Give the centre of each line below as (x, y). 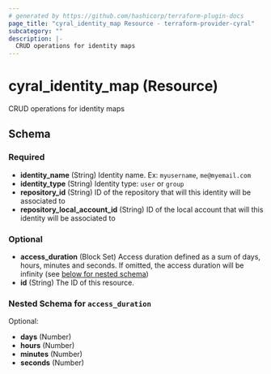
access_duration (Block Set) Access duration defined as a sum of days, (140, 257)
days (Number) (46, 337)
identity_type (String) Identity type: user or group (102, 183)
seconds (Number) (52, 363)
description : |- (36, 39)
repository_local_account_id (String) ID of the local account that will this (142, 209)
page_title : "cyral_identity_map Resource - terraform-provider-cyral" (131, 24)
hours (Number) (47, 346)
